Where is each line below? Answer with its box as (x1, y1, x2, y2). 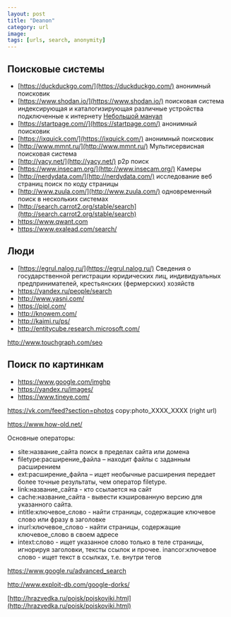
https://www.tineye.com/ (17, 392, 90, 401)
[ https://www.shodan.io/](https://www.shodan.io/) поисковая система (17, 96, 225, 105)
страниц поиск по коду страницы (17, 179, 119, 188)
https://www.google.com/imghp (17, 377, 111, 386)
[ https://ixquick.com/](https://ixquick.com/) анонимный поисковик (17, 134, 214, 142)
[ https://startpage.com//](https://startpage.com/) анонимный (17, 119, 197, 128)
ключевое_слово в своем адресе (17, 530, 119, 538)
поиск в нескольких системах (17, 194, 109, 203)
